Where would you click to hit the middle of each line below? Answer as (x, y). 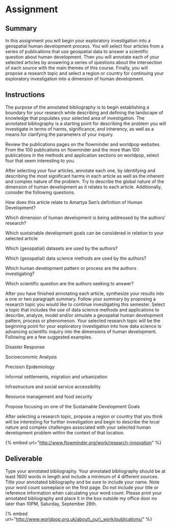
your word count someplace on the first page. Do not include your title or (82, 487)
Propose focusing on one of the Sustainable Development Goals (73, 406)
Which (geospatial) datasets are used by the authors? (62, 248)
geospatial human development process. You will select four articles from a (84, 46)
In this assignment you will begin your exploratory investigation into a (78, 40)
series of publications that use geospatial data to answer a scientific (77, 51)
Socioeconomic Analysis (31, 356)
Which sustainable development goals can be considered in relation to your (85, 233)
